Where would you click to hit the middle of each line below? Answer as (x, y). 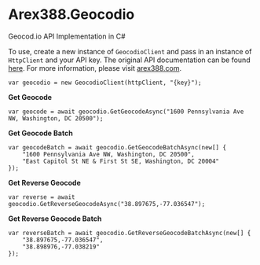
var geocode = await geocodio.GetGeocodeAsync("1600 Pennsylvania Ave (126, 112)
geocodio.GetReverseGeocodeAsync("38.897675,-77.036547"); (107, 204)
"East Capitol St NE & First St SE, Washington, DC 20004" (121, 161)
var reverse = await (42, 197)
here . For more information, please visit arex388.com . (95, 68)
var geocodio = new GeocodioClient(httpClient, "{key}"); (105, 83)
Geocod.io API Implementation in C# (67, 36)
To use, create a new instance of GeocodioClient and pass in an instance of (130, 51)
